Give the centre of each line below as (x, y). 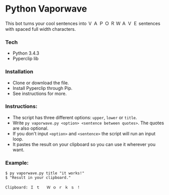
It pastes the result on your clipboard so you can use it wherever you (84, 144)
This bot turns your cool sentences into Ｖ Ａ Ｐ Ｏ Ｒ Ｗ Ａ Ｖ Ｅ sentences (83, 23)
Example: (17, 163)
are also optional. (31, 128)
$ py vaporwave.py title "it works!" (45, 173)
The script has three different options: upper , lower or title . (75, 117)
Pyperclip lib (25, 59)
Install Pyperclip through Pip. (42, 88)
